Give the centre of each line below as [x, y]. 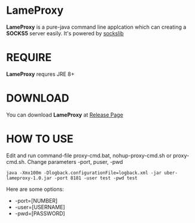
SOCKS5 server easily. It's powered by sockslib [65, 33]
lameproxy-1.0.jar [29, 178]
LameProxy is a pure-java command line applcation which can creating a [96, 27]
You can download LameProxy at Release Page [65, 115]
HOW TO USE [40, 139]
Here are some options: [35, 189]
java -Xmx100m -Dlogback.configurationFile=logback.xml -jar [84, 173]
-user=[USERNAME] [40, 207]
